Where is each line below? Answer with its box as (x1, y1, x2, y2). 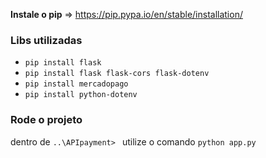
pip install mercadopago (24, 79, 129, 89)
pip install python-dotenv (24, 90, 138, 100)
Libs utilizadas (10, 33, 83, 47)
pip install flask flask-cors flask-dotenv (24, 69, 210, 79)
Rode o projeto (10, 113, 83, 127)
